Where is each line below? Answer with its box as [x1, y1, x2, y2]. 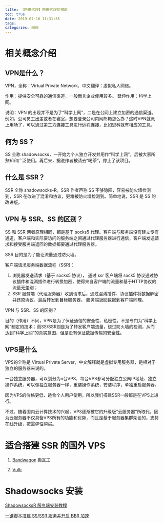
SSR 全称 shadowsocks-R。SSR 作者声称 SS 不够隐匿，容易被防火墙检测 [5, 187, 151, 193]
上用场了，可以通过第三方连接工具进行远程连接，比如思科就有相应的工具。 [5, 122, 155, 128]
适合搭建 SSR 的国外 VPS [5, 440, 106, 451]
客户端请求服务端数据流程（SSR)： [5, 262, 75, 268]
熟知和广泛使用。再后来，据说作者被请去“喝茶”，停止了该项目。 [5, 157, 133, 163]
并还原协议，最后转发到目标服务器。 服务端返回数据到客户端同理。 [12, 297, 146, 303]
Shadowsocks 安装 [5, 485, 83, 497]
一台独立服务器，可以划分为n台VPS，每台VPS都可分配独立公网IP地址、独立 [5, 376, 157, 382]
